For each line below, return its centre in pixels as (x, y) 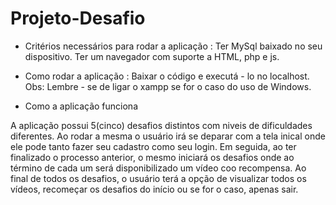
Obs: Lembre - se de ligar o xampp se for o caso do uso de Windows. (168, 86)
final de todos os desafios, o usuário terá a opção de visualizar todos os (158, 178)
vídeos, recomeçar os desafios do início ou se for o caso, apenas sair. (154, 189)
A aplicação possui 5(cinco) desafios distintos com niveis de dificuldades (161, 125)
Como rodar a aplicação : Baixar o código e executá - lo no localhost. (167, 76)
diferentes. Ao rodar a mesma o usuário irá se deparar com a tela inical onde (168, 136)
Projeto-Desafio (78, 18)
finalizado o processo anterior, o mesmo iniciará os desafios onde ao (152, 157)
